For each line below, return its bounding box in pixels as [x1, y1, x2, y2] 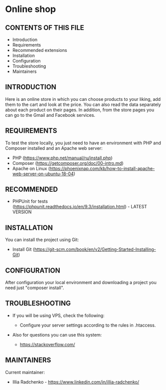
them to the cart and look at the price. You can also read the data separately [5, 101, 162, 107]
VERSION [12, 209, 32, 215]
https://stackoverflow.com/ [19, 341, 76, 348]
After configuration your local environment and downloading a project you [5, 280, 157, 286]
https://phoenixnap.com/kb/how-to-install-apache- [49, 165, 155, 171]
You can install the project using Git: [5, 237, 79, 243]
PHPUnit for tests [12, 198, 48, 204]
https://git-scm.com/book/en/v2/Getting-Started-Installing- [34, 246, 157, 253]
